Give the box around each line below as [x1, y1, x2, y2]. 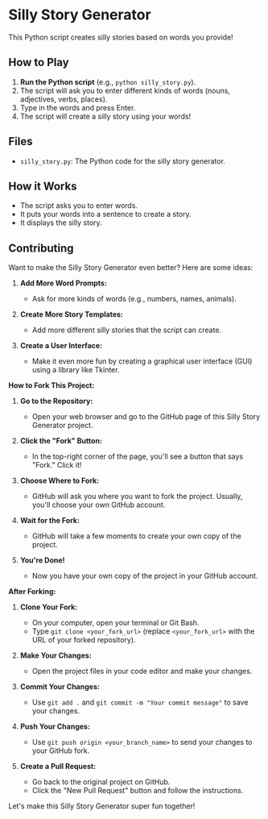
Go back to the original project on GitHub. [31, 777, 171, 787]
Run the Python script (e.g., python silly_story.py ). [19, 77, 196, 86]
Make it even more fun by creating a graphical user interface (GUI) [31, 356, 253, 366]
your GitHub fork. [31, 746, 90, 755]
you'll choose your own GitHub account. [31, 500, 166, 509]
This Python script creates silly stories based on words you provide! [8, 32, 233, 42]
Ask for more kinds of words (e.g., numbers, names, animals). [31, 294, 237, 304]
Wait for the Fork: [19, 516, 80, 526]
